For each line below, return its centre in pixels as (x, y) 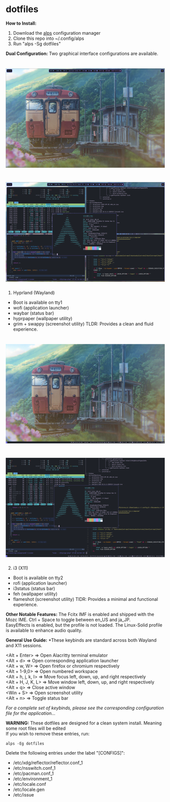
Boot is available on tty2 (38, 578)
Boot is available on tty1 (38, 302)
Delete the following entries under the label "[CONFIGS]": (65, 753)
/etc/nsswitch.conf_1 (34, 768)
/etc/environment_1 (33, 779)
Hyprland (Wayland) (34, 293)
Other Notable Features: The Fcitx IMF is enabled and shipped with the (80, 614)
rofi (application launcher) (40, 583)
